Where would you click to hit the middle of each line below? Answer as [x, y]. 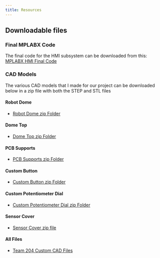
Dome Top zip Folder [34, 137]
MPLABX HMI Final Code [31, 61]
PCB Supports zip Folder [38, 159]
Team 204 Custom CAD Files [43, 250]
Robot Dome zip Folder [36, 113]
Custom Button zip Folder [39, 182]
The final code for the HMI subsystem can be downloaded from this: [76, 56]
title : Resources [23, 10]
